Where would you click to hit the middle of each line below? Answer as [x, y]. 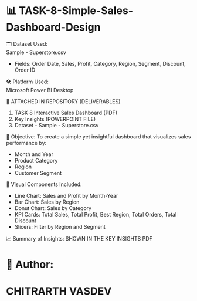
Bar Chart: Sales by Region [47, 202]
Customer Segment [38, 173]
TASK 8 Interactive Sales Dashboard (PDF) [66, 113]
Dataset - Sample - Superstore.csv [57, 125]
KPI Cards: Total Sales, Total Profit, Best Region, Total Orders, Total [96, 214]
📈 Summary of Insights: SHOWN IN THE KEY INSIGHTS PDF [79, 238]
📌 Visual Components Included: [44, 184]
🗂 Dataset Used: [27, 43]
